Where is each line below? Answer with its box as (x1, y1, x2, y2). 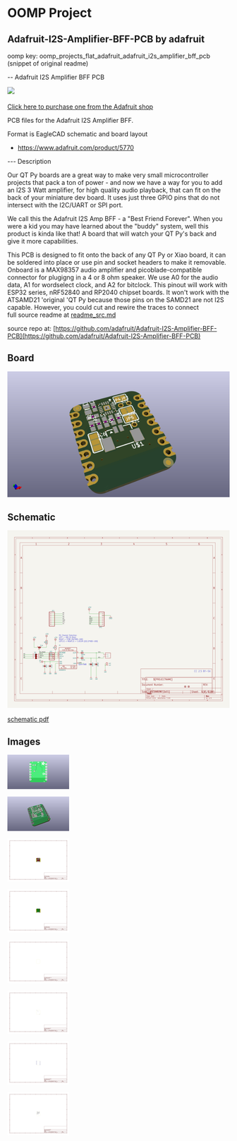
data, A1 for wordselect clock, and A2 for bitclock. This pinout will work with (7, 281, 228, 289)
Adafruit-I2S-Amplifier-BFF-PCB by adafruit (7, 33, 205, 45)
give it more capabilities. (7, 237, 79, 245)
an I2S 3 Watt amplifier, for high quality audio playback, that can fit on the (7, 186, 221, 194)
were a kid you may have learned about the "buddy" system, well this (7, 222, 209, 230)
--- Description (7, 157, 51, 165)
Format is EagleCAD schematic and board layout (7, 130, 148, 138)
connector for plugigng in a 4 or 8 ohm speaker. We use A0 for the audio (7, 273, 219, 282)
